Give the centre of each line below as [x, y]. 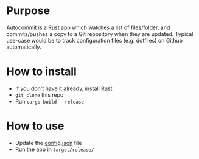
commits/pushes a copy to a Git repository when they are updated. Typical [100, 34]
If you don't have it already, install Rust [64, 88]
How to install [42, 72]
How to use [35, 126]
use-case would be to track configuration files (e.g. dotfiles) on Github [95, 40]
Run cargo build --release [49, 101]
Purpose [28, 11]
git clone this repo [39, 94]
